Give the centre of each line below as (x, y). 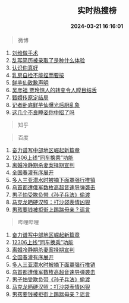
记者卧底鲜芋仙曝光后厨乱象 (46, 105)
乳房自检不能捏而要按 (38, 75)
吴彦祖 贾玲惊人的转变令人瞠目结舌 (54, 90)
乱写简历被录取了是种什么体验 (48, 60)
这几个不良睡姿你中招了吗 (43, 112)
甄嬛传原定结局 (30, 97)
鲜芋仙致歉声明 (30, 83)
